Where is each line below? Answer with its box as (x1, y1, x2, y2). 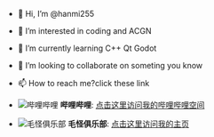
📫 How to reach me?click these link (17, 78, 150, 88)
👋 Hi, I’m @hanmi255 (17, 9, 95, 19)
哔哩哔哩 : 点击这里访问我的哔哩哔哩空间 (59, 100, 205, 110)
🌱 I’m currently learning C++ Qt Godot (17, 43, 157, 53)
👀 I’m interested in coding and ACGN (17, 26, 153, 36)
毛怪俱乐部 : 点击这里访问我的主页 (67, 118, 189, 129)
